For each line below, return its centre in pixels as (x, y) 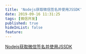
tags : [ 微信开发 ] (21, 18)
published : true (22, 23)
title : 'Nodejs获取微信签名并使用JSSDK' (44, 9)
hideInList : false (24, 28)
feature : (14, 32)
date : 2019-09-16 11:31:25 (33, 14)
